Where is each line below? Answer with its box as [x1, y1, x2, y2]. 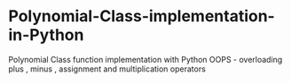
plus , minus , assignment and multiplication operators [8, 64, 206, 74]
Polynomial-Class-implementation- [8, 6, 276, 26]
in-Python [8, 25, 84, 45]
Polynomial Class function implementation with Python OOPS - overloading [8, 54, 283, 64]
